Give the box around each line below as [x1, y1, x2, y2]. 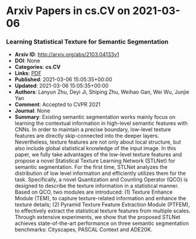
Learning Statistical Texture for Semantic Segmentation [6, 38, 169, 46]
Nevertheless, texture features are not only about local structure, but [14, 138, 181, 145]
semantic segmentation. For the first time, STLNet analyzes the [14, 164, 168, 171]
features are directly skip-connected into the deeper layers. [14, 132, 160, 140]
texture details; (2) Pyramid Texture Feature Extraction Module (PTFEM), [14, 201, 190, 208]
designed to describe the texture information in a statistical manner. [14, 182, 179, 190]
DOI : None [14, 57, 40, 64]
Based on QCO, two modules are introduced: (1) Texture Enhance [14, 188, 173, 195]
